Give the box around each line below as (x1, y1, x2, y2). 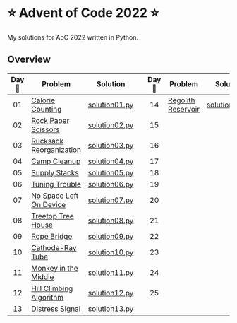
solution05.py (87, 168, 134, 177)
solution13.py (87, 304, 134, 314)
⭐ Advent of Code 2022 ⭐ (7, 5, 159, 21)
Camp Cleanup (31, 156, 81, 166)
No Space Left (31, 191, 79, 201)
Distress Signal (31, 304, 81, 314)
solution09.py (87, 231, 134, 241)
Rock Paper (31, 115, 70, 125)
